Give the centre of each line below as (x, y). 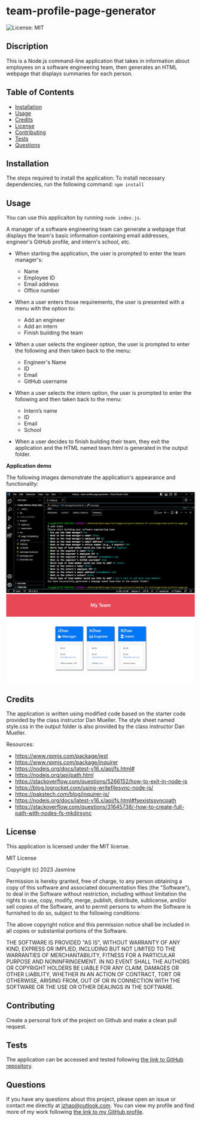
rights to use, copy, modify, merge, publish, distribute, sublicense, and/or (96, 900)
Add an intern (41, 327)
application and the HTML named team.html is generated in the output (101, 448)
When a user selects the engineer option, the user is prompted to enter (102, 345)
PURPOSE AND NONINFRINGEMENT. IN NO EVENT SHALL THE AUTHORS (98, 961)
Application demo (29, 466)
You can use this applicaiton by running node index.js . (74, 218)
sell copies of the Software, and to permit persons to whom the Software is (99, 906)
